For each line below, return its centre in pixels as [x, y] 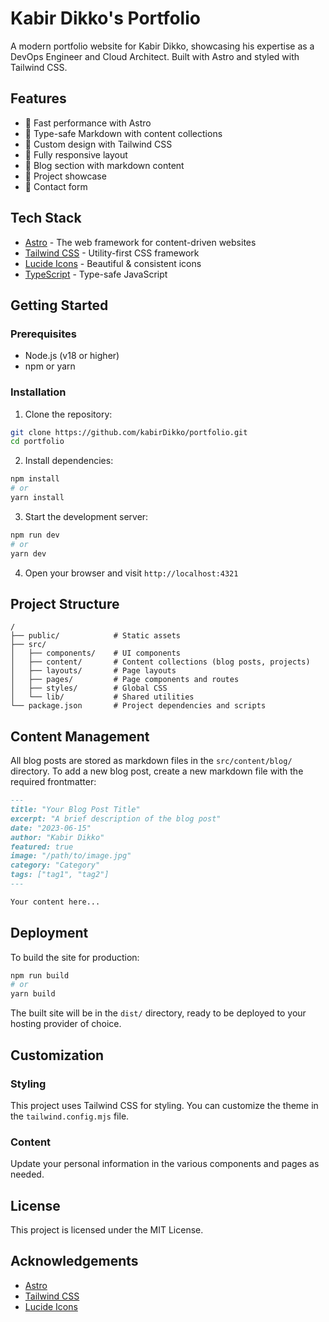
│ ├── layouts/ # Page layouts [93, 671]
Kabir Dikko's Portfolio [105, 18]
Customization [57, 1055]
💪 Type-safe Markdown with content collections [123, 133]
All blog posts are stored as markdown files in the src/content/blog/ [151, 761]
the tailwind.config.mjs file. [70, 1116]
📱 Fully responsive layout [76, 154]
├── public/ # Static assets [96, 636]
